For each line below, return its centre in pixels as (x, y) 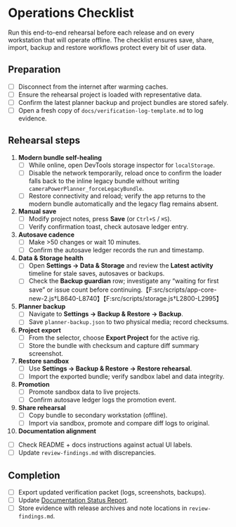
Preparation (34, 69)
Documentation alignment (57, 431)
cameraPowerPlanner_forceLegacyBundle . (86, 188)
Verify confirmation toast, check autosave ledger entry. (109, 227)
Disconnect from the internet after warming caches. (93, 87)
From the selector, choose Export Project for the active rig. (114, 337)
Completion (34, 475)
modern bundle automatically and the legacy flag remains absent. (123, 204)
